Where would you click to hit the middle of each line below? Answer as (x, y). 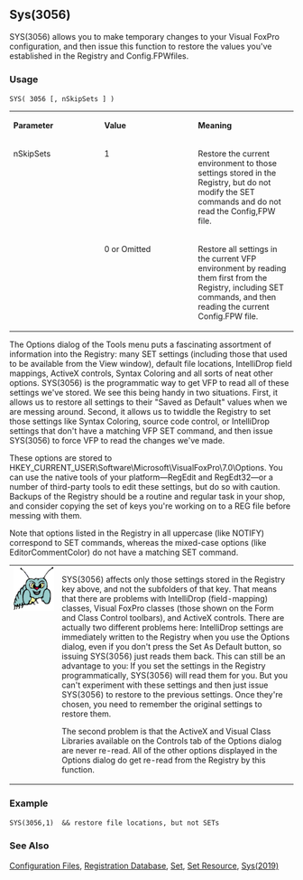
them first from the (233, 278)
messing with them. (46, 515)
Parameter (33, 125)
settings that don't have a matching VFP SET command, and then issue (141, 431)
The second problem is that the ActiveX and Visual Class (166, 731)
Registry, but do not (234, 183)
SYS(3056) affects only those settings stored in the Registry (174, 579)
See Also (29, 846)
